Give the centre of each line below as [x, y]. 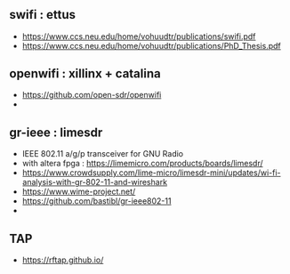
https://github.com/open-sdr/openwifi [92, 95]
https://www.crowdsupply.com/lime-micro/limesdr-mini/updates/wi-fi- [151, 173]
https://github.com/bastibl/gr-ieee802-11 [97, 201]
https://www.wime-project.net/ [79, 192]
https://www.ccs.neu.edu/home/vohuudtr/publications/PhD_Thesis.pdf [152, 45]
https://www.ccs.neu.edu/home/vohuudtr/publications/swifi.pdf [139, 36]
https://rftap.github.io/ [63, 260]
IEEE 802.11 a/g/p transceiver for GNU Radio [103, 154]
